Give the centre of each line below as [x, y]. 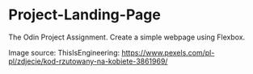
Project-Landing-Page [85, 15]
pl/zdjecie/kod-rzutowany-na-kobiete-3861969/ [88, 61]
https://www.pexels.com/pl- [168, 52]
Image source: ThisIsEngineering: [64, 52]
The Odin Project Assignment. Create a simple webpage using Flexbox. [127, 37]
